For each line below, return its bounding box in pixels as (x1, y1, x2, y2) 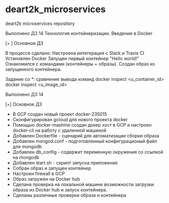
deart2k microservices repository (5, 20, 75, 26)
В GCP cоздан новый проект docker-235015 (12, 111, 108, 117)
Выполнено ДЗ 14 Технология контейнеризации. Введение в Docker (5, 30, 153, 36)
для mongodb (12, 143, 42, 150)
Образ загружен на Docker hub (12, 176, 80, 182)
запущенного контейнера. (5, 66, 62, 72)
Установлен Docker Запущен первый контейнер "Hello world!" (5, 55, 140, 62)
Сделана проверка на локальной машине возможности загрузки (12, 181, 154, 187)
